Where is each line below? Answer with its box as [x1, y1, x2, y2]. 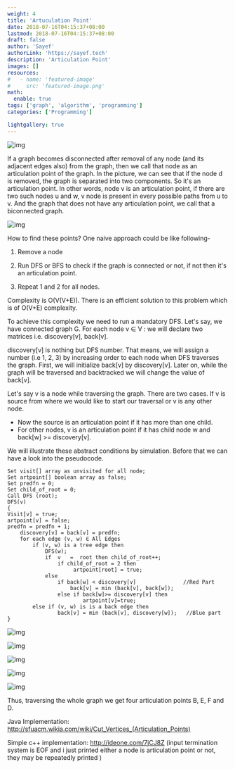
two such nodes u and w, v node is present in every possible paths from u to [7, 192, 228, 200]
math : [7, 89, 23, 96]
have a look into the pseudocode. [7, 454, 104, 462]
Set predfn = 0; [7, 480, 55, 487]
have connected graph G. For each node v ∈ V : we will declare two [7, 325, 203, 333]
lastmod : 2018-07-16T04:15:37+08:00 [7, 30, 114, 37]
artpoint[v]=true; [82, 596, 137, 604]
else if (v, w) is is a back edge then [32, 603, 149, 610]
